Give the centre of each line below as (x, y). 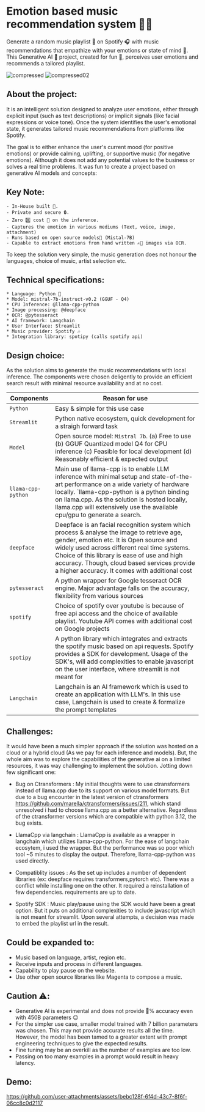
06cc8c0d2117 (25, 1103)
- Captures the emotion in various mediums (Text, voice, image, (91, 227)
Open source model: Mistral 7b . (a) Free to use (123, 436)
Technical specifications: (56, 280)
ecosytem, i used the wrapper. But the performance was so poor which (105, 848)
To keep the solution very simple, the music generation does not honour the (102, 254)
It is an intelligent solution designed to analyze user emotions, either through (103, 109)
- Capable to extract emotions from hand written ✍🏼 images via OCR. (97, 243)
